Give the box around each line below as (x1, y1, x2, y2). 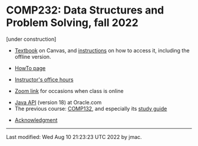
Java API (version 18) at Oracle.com (14, 98, 102, 106)
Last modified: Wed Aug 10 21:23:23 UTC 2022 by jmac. (6, 133, 143, 140)
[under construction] (6, 35, 57, 42)
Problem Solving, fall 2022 (6, 16, 138, 29)
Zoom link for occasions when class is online (14, 87, 124, 94)
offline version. (14, 53, 51, 60)
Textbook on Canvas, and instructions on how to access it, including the (14, 47, 190, 54)
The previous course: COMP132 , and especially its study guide (14, 105, 167, 112)
